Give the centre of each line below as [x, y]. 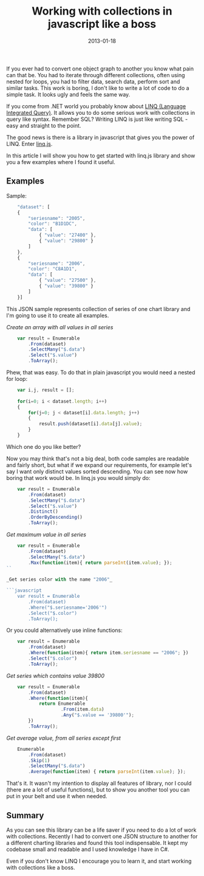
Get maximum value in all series [46, 535]
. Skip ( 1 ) [39, 761]
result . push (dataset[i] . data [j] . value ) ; [90, 424]
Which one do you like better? [44, 447]
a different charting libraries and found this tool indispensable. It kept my [97, 843]
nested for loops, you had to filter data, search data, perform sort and [93, 81]
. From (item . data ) [82, 710]
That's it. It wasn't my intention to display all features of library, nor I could [99, 783]
